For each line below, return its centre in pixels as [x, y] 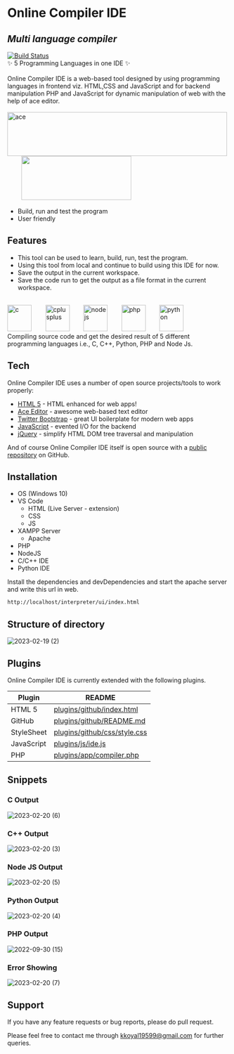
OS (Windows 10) [43, 494]
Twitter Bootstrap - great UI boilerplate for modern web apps [105, 419]
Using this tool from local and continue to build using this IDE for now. [118, 265]
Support [26, 1005]
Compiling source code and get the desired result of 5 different [99, 336]
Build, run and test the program [63, 211]
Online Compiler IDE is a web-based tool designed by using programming [113, 78]
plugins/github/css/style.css [100, 732]
